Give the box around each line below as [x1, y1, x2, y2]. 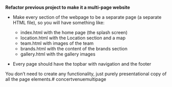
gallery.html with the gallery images [20, 51, 96, 57]
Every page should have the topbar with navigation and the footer [12, 61, 152, 67]
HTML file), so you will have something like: [12, 20, 105, 25]
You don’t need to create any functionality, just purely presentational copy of [5, 71, 167, 77]
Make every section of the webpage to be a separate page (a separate [12, 14, 162, 20]
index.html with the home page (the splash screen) [20, 30, 128, 35]
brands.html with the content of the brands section [20, 46, 128, 51]
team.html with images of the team [20, 40, 94, 46]
